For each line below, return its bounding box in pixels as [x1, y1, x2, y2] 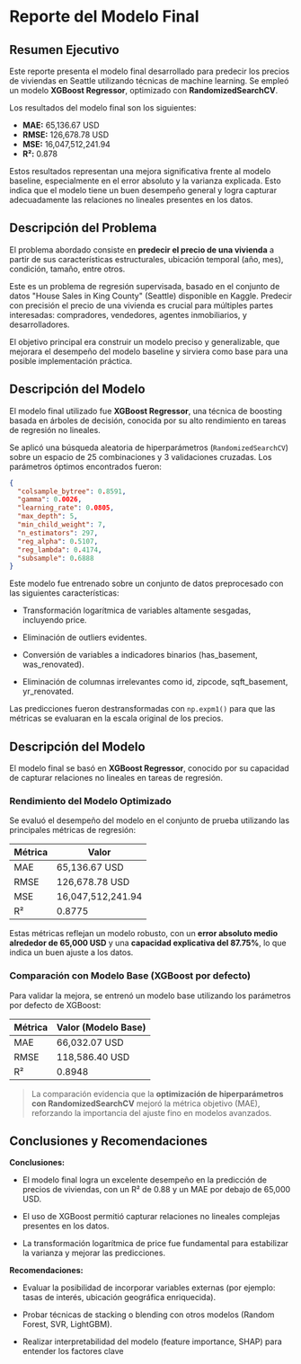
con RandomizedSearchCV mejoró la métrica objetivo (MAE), [31, 1098, 261, 1109]
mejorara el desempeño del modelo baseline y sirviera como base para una [9, 346, 288, 357]
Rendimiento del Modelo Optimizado [9, 794, 173, 807]
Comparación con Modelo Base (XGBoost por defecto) [9, 970, 252, 982]
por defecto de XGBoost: [9, 999, 102, 1010]
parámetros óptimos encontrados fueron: [9, 461, 162, 472]
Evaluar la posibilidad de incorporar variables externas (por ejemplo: [22, 1282, 276, 1293]
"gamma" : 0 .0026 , [17, 495, 83, 504]
